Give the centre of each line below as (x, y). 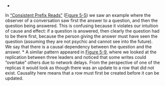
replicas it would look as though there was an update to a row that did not (80, 68)
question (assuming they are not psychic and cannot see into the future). (79, 42)
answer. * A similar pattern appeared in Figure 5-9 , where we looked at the (81, 52)
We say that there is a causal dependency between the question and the (78, 47)
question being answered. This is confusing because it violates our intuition (82, 26)
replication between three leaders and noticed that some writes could (76, 57)
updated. (14, 78)
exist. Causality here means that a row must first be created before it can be (82, 73)
